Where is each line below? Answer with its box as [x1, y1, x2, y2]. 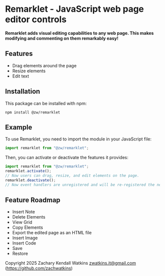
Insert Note [12, 209, 35, 215]
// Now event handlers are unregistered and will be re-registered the [5, 182, 155, 187]
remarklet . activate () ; [5, 168, 52, 174]
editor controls [5, 14, 67, 25]
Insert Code [12, 240, 36, 246]
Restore [12, 250, 28, 256]
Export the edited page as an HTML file [12, 230, 92, 236]
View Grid [12, 220, 32, 225]
